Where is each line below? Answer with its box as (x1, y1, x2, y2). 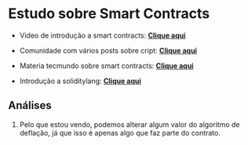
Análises (8, 99, 53, 112)
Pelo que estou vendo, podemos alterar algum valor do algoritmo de (19, 119, 240, 129)
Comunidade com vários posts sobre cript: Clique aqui (19, 45, 198, 55)
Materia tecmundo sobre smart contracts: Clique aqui (19, 60, 194, 71)
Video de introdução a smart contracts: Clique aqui (19, 31, 186, 40)
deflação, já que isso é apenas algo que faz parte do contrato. (19, 128, 221, 137)
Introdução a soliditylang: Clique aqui (19, 76, 141, 85)
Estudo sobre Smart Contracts (8, 5, 210, 23)
